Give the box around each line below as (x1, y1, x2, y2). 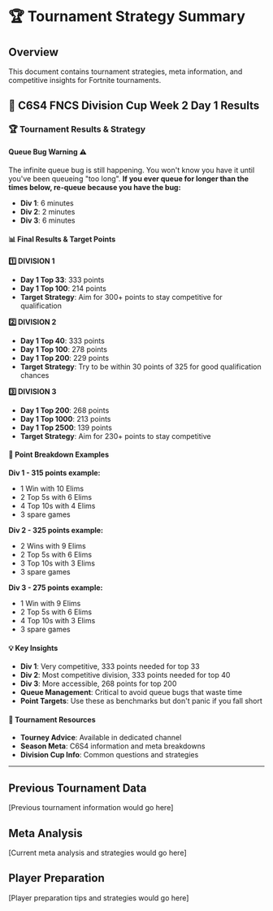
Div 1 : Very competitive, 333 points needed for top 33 (19, 662, 201, 671)
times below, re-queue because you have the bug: (8, 182, 181, 192)
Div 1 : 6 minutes (19, 197, 75, 208)
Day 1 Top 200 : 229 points (19, 353, 110, 362)
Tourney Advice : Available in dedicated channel (19, 733, 182, 743)
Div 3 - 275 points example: (8, 583, 103, 592)
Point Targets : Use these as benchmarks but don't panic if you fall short (19, 696, 262, 706)
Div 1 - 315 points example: (8, 467, 101, 477)
